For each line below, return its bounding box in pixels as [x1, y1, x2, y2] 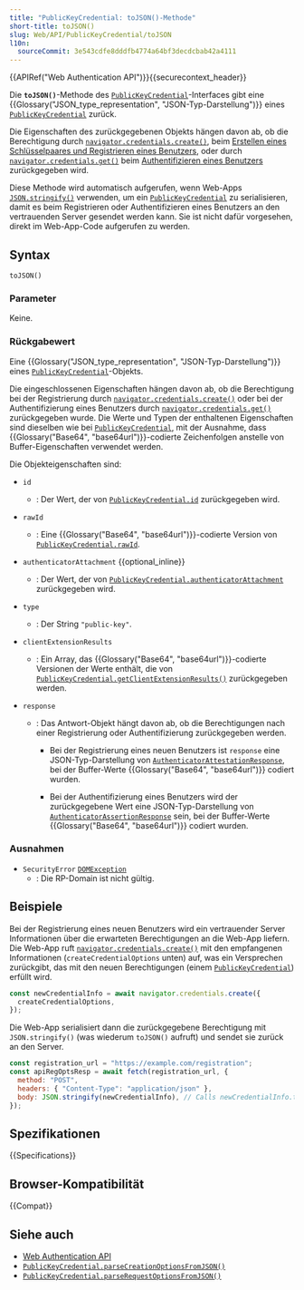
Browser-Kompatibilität [9, 1176, 145, 1192]
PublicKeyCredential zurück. [9, 109, 118, 120]
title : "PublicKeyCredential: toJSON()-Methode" [9, 13, 196, 23]
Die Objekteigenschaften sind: [9, 459, 122, 470]
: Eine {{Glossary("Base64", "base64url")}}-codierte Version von [35, 529, 278, 539]
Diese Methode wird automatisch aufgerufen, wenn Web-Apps [9, 182, 242, 193]
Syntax [9, 247, 51, 263]
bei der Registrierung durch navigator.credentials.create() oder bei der [9, 393, 283, 403]
